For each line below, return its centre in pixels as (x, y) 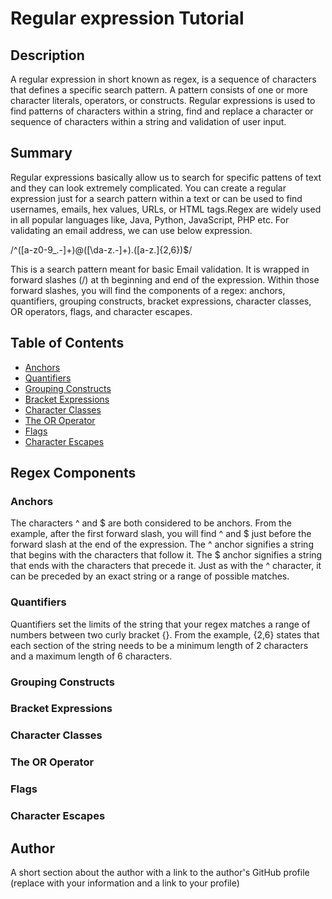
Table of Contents (67, 343)
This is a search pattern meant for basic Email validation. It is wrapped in (160, 269)
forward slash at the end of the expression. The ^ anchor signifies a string (162, 544)
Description (47, 55)
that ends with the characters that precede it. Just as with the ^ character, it (166, 566)
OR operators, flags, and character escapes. (101, 311)
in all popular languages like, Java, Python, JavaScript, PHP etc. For (150, 219)
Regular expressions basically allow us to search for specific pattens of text (166, 177)
